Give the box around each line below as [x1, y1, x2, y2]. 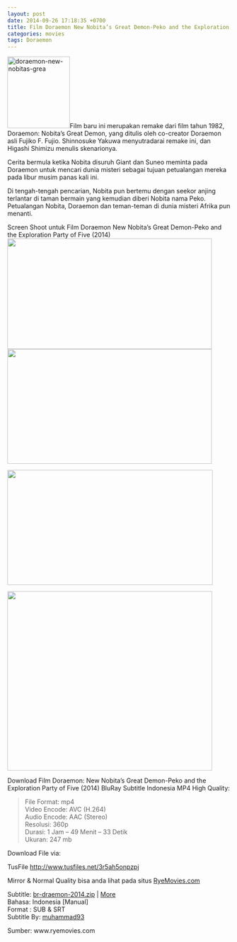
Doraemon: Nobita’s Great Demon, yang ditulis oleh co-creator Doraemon [7, 129, 221, 138]
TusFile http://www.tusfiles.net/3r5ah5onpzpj [7, 863, 139, 871]
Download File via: [7, 849, 62, 858]
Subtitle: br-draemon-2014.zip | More [7, 890, 116, 899]
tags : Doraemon [7, 37, 52, 44]
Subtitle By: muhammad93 [7, 913, 85, 921]
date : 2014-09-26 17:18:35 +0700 [7, 17, 106, 24]
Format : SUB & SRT [7, 905, 66, 914]
